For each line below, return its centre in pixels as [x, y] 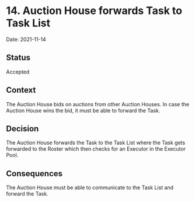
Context [21, 90]
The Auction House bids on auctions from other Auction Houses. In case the [98, 104]
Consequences [34, 173]
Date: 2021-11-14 [26, 39]
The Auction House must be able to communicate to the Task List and [90, 187]
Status [18, 58]
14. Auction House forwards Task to [94, 11]
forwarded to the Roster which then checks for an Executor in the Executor [96, 149]
